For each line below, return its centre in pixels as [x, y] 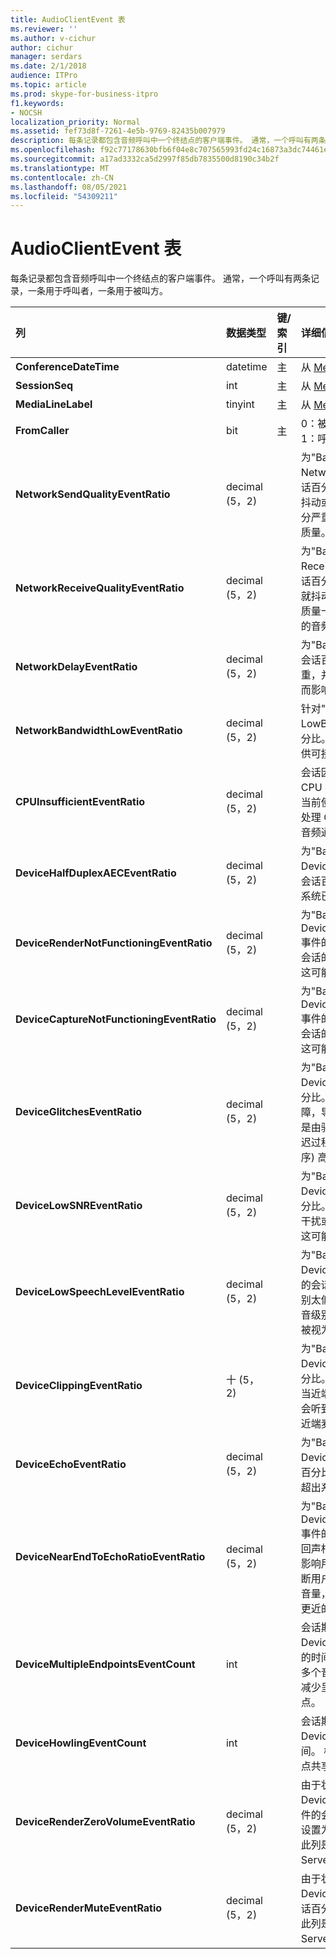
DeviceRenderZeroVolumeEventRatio [105, 1822]
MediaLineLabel [54, 404]
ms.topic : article [48, 85]
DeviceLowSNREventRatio [79, 1206]
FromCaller [42, 431]
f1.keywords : [37, 103]
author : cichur [42, 47]
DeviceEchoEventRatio [71, 1464]
